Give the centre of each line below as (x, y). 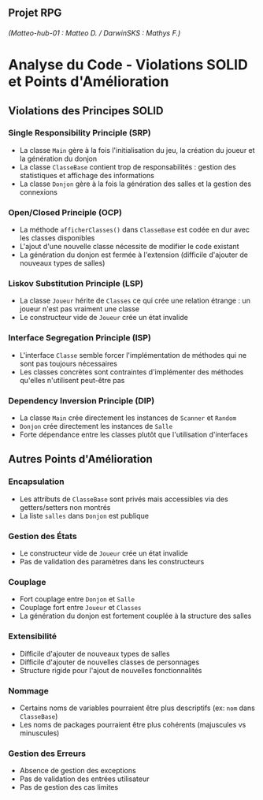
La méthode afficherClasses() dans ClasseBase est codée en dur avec (135, 230)
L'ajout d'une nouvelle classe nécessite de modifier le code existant (129, 247)
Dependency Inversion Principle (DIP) (81, 400)
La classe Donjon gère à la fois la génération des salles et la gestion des (135, 184)
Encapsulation (36, 482)
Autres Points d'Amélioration (81, 459)
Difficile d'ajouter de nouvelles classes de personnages (109, 662)
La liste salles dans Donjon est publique (84, 515)
